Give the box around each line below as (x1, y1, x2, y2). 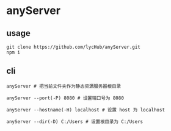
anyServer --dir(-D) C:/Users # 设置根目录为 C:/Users (6, 118, 144, 125)
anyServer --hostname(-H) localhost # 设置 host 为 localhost (6, 107, 166, 113)
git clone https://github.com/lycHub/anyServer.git (6, 44, 140, 50)
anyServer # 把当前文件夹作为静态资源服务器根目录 (6, 83, 121, 89)
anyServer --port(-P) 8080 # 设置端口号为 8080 (6, 95, 124, 101)
